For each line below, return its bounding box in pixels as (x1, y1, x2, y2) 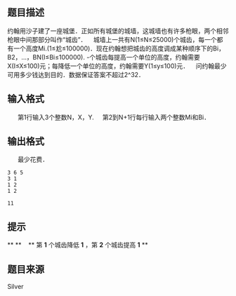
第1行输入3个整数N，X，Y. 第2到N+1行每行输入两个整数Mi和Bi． (17, 113, 211, 121)
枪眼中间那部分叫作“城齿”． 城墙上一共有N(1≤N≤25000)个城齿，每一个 (7, 35, 217, 43)
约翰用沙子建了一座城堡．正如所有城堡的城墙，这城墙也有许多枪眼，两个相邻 (7, 27, 229, 35)
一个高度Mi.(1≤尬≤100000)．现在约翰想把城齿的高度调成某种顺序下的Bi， (13, 44, 225, 53)
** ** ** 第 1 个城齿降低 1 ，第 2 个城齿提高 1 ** (7, 241, 149, 249)
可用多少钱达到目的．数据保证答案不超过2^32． (7, 70, 145, 79)
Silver (7, 283, 24, 291)
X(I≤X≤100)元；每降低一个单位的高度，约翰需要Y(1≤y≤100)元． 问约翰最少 (7, 62, 227, 70)
